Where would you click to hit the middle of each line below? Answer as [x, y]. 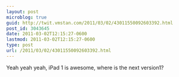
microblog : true [26, 17]
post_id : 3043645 [28, 28]
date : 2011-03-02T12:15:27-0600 [47, 34]
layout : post [23, 12]
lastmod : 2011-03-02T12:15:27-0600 [51, 39]
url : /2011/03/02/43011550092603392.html [59, 51]
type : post [20, 45]
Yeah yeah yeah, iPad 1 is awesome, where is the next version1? [85, 67]
